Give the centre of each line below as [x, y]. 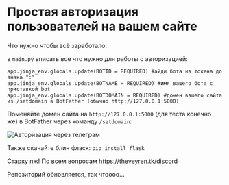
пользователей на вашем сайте [102, 26]
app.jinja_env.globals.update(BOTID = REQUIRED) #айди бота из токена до [115, 71]
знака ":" [21, 77]
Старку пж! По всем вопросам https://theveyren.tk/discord [93, 161]
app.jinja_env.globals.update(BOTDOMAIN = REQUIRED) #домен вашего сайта [115, 95]
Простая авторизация [73, 12]
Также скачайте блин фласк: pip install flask [76, 147]
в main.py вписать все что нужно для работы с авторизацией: [98, 58]
